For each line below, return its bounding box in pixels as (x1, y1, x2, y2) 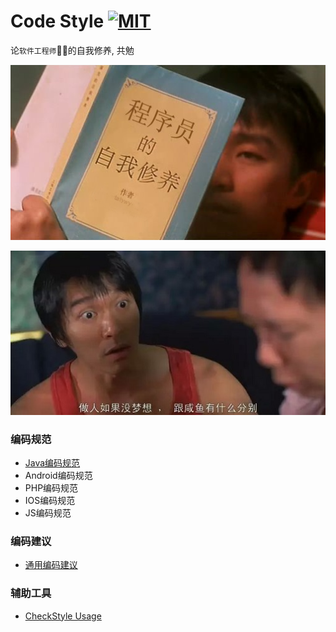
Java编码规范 (24, 456, 81, 469)
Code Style (10, 10, 105, 33)
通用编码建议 (24, 559, 78, 571)
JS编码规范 (24, 506, 72, 519)
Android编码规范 (24, 469, 93, 481)
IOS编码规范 (24, 494, 76, 506)
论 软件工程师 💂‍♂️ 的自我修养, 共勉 (10, 44, 135, 56)
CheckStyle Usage (24, 610, 102, 622)
